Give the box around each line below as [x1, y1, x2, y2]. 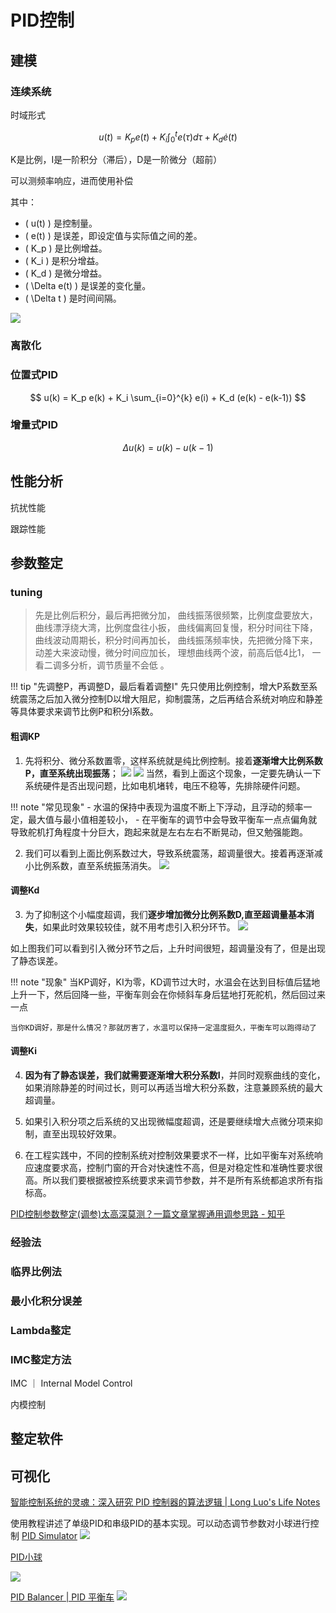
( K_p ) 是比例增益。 [24, 242, 108, 255]
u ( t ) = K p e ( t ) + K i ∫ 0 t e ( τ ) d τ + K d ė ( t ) [98, 129, 238, 145]
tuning [10, 585, 43, 599]
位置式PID [10, 368, 59, 382]
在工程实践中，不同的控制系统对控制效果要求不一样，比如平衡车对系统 [24, 1149, 315, 1161]
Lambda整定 [10, 1323, 72, 1337]
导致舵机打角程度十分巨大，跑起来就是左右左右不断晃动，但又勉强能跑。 [10, 826, 308, 838]
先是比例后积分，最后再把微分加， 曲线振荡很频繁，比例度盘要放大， [34, 609, 318, 621]
